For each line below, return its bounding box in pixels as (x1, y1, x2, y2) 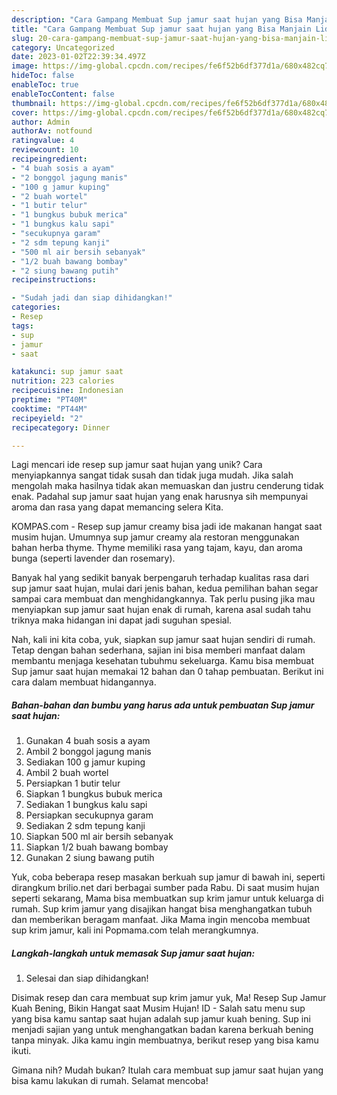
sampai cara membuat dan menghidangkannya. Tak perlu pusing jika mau (11, 593, 316, 605)
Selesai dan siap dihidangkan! (25, 972, 149, 985)
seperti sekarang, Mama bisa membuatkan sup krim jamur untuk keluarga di (11, 892, 324, 905)
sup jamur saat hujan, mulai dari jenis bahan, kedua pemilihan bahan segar (11, 582, 319, 595)
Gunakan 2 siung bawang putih (25, 852, 155, 864)
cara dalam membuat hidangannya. (11, 676, 157, 688)
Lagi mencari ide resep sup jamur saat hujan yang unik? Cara (11, 459, 263, 471)
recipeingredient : (11, 154, 88, 164)
